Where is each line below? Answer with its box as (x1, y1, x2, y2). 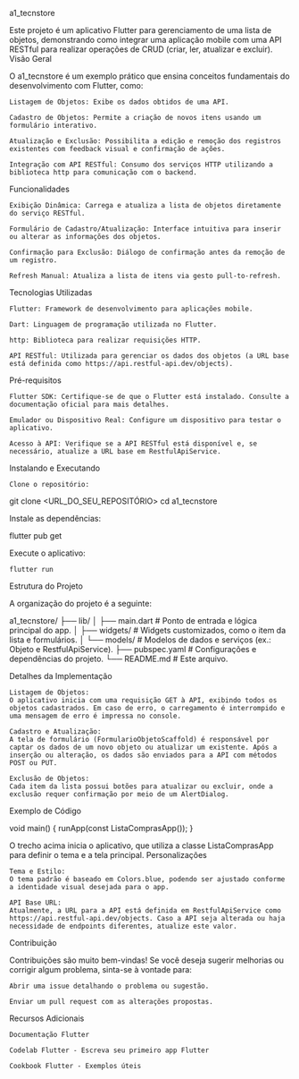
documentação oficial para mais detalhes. (9, 400, 170, 409)
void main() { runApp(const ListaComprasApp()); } (9, 823, 194, 833)
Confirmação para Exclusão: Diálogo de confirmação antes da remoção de (9, 248, 286, 257)
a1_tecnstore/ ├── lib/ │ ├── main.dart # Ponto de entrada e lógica (9, 616, 257, 625)
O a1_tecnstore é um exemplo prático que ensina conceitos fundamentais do (9, 71, 290, 81)
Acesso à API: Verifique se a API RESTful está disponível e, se (9, 439, 257, 448)
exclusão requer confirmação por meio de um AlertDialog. (9, 790, 229, 799)
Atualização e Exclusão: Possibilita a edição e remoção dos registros (9, 137, 281, 146)
